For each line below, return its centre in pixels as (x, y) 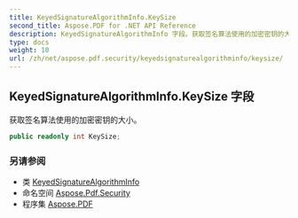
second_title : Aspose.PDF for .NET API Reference (103, 26)
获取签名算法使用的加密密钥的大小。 (75, 120)
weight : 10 (29, 51)
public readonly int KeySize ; (65, 136)
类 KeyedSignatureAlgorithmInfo (81, 182)
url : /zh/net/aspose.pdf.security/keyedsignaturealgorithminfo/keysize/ (146, 58)
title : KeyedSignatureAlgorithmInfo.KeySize (93, 17)
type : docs (29, 42)
